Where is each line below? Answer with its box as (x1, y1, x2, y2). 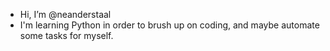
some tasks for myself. (19, 30, 114, 41)
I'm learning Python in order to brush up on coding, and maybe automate (19, 19, 320, 31)
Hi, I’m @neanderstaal (19, 9, 112, 20)
